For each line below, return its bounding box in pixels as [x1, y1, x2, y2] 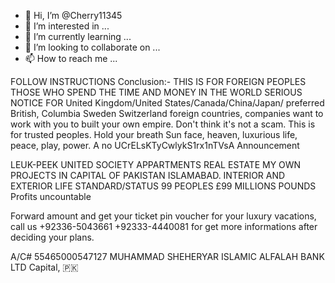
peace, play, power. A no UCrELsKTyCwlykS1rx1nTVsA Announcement [10, 140, 300, 151]
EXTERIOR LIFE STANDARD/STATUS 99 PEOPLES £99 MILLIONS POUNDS [10, 180, 317, 192]
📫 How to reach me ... [24, 53, 118, 64]
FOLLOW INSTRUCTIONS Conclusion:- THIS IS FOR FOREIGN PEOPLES [10, 76, 307, 87]
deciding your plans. [10, 231, 95, 243]
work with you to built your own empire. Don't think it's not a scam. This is [10, 118, 316, 130]
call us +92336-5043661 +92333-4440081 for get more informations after [10, 221, 318, 232]
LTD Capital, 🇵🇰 [10, 261, 79, 273]
